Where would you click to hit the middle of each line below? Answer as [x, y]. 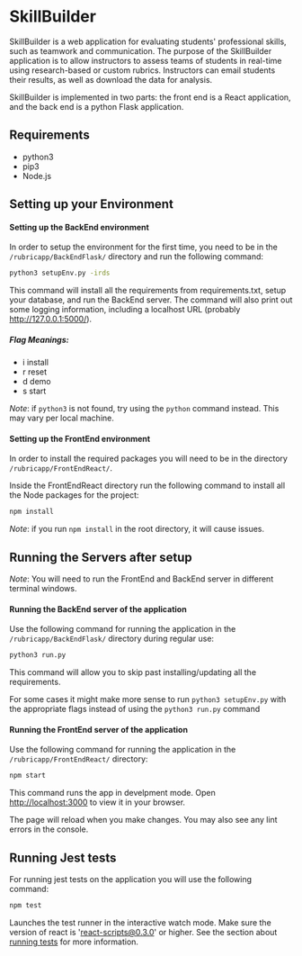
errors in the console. [49, 829]
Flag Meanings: [39, 339]
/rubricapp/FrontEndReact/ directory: [79, 759]
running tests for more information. [74, 942]
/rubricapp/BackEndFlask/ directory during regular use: [111, 639]
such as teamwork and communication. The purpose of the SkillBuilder [141, 50]
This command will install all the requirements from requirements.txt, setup [148, 291]
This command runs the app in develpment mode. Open [112, 793]
